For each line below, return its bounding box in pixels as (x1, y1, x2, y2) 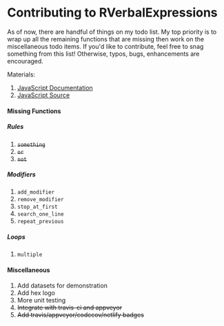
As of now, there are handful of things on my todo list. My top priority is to (7, 28, 217, 36)
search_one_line (17, 211, 64, 218)
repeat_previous (17, 218, 64, 225)
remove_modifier (17, 196, 64, 203)
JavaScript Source (17, 91, 70, 99)
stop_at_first (17, 203, 58, 211)
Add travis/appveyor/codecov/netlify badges (17, 310, 145, 318)
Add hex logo (17, 288, 56, 297)
